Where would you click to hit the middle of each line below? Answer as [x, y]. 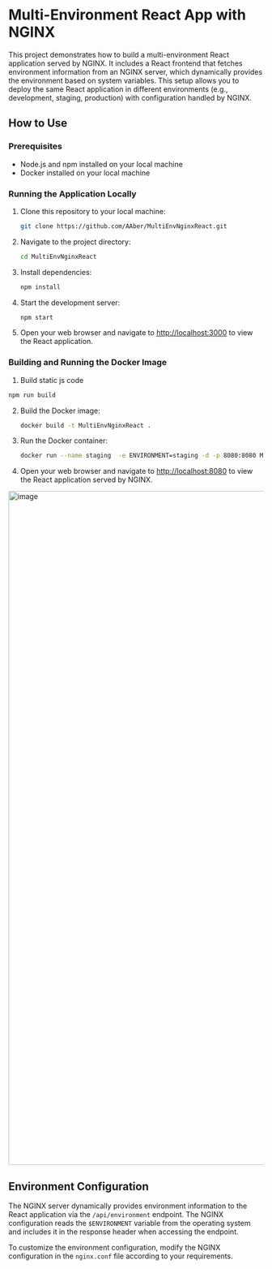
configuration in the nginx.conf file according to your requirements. [121, 1256]
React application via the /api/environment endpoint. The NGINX [116, 1215]
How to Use [38, 123]
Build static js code [52, 380]
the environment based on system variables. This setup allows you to [124, 80]
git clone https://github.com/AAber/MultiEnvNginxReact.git [123, 226]
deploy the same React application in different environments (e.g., [118, 89]
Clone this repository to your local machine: [93, 211]
